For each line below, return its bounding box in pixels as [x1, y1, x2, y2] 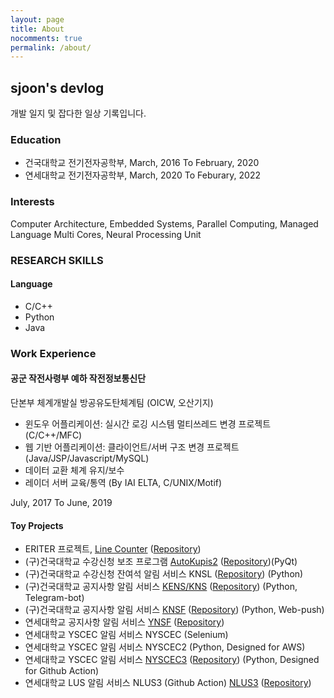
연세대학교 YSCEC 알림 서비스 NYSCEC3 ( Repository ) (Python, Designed [24, 654, 320, 666]
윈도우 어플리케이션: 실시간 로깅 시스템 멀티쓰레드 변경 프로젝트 [24, 417, 272, 430]
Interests [10, 195, 55, 209]
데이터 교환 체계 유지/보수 [24, 464, 125, 476]
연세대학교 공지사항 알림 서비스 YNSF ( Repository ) [24, 616, 225, 628]
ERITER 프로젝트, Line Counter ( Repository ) [24, 543, 202, 555]
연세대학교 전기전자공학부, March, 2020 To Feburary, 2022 [24, 169, 262, 181]
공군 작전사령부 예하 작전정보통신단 [10, 372, 147, 385]
